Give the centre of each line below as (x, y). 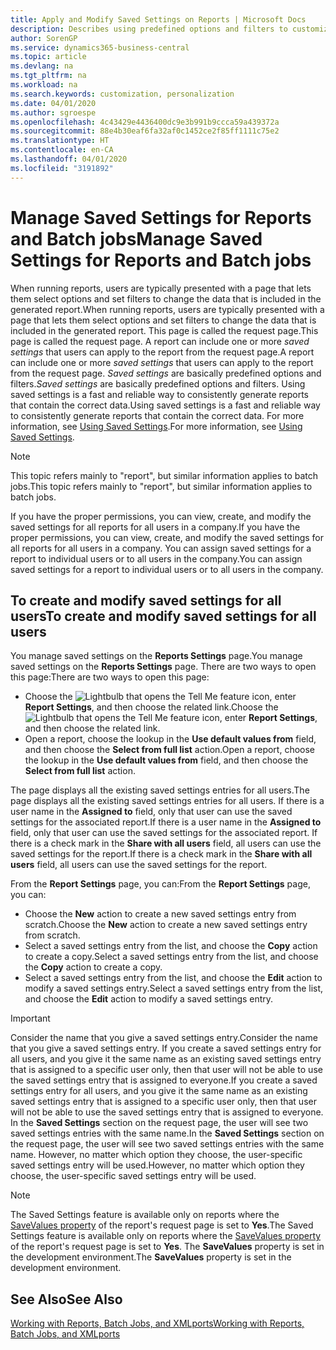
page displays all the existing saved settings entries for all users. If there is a (167, 801)
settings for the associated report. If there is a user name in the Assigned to (166, 822)
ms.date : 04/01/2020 (53, 103)
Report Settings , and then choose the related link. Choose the (151, 707)
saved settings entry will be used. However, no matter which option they (157, 1165)
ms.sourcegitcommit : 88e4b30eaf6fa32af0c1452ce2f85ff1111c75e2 (145, 131)
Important (30, 1018)
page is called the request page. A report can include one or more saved (160, 341)
